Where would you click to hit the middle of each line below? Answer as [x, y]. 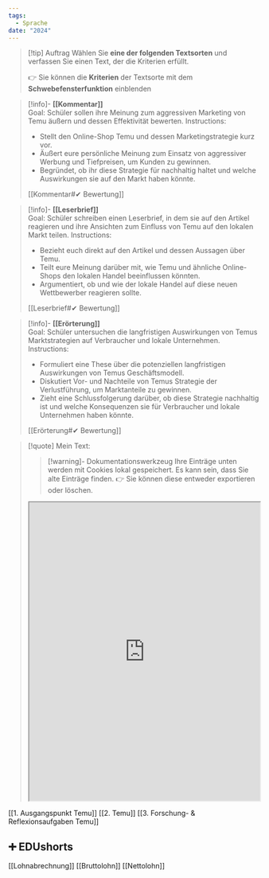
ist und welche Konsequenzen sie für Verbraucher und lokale [140, 407]
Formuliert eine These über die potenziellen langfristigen [133, 365]
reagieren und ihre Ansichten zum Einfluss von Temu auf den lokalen [140, 227]
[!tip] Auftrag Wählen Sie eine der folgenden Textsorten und [127, 53]
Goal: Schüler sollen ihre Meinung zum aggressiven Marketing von [136, 113]
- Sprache [31, 23]
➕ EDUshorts [41, 847]
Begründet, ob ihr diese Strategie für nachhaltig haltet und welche [148, 170]
